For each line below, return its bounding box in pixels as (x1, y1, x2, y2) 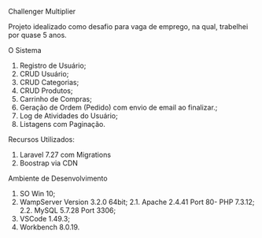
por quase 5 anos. (8, 31, 67, 39)
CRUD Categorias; (19, 78, 79, 87)
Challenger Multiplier (8, 7, 76, 16)
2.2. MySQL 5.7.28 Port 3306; (19, 206, 116, 215)
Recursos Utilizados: (8, 135, 75, 144)
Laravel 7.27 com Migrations (19, 150, 112, 159)
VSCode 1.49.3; (19, 214, 71, 223)
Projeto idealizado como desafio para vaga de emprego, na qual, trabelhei (8, 22, 249, 31)
